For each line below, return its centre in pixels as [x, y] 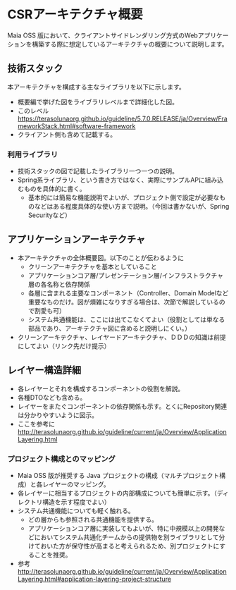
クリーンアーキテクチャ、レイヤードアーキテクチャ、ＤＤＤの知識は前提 [122, 337]
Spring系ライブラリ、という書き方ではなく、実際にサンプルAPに [111, 180]
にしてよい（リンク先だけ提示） [64, 345]
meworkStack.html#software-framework [76, 126]
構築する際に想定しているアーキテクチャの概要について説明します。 [130, 44]
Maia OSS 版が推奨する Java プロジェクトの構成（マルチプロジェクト [118, 475]
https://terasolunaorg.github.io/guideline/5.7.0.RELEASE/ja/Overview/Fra [122, 118]
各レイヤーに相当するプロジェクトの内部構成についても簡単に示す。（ [117, 493]
